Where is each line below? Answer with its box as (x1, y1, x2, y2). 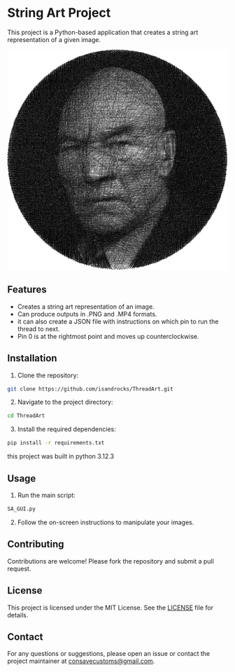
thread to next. (17, 324, 60, 333)
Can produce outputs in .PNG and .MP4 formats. (17, 309, 157, 318)
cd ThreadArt (7, 412, 45, 419)
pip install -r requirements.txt (7, 440, 105, 447)
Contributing (7, 538, 64, 550)
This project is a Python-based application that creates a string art (7, 28, 199, 36)
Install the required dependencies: (17, 425, 117, 433)
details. (7, 610, 29, 619)
